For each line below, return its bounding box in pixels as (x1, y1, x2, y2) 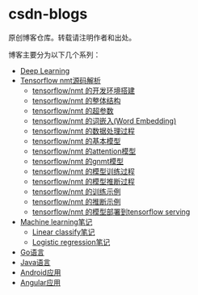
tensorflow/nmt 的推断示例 (32, 196, 121, 206)
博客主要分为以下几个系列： (8, 49, 101, 59)
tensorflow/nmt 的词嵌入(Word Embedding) (32, 116, 177, 125)
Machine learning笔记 (19, 217, 93, 226)
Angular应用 (19, 277, 61, 287)
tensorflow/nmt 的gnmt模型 (32, 156, 124, 166)
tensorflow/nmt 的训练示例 (32, 187, 121, 196)
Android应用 (19, 268, 61, 277)
